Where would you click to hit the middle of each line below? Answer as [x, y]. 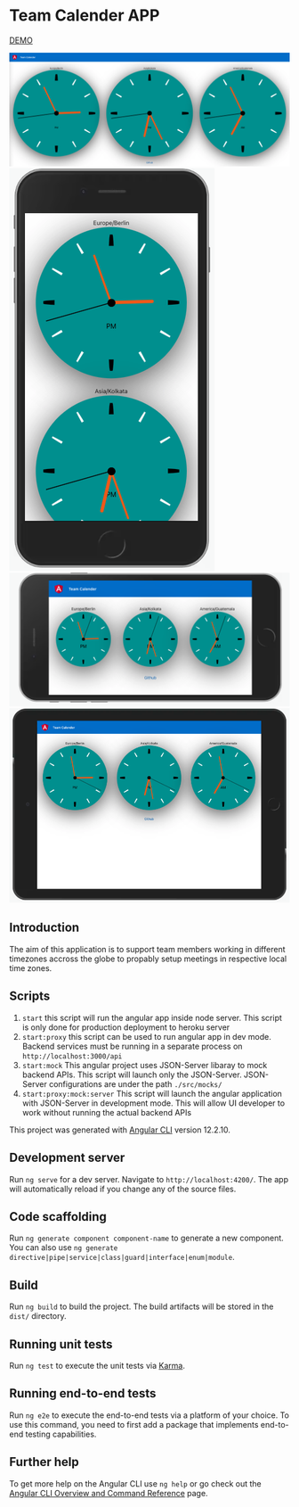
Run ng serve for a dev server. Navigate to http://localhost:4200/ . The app [149, 1179]
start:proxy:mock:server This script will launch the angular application [152, 1093]
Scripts [30, 996]
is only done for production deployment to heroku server [126, 1027]
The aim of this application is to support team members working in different [147, 949]
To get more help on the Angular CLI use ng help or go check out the [135, 1483]
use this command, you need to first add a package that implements [134, 1424]
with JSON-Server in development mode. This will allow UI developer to [154, 1103]
